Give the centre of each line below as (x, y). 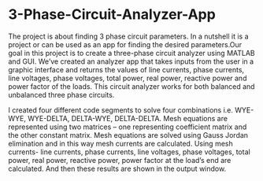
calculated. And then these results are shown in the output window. (117, 168)
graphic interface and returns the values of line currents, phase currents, (126, 69)
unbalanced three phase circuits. (61, 94)
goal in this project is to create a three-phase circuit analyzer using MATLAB (132, 53)
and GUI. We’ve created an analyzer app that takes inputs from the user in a (131, 61)
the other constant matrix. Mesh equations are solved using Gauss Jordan (128, 135)
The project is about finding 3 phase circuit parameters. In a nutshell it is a (128, 36)
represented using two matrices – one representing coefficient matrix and (128, 127)
